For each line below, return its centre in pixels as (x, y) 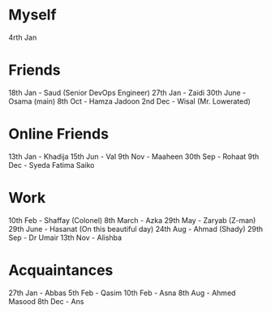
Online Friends (59, 134)
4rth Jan (23, 37)
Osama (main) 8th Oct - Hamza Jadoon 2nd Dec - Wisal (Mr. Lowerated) (130, 101)
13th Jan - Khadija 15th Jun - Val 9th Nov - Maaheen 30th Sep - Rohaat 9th (134, 156)
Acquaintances (61, 270)
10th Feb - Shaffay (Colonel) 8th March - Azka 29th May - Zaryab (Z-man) (132, 220)
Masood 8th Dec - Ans (46, 301)
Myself (32, 15)
